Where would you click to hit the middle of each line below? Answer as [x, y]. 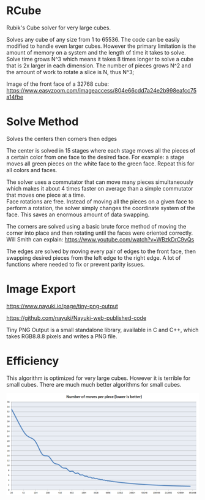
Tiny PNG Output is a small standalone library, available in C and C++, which [102, 330]
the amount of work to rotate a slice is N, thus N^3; [70, 72]
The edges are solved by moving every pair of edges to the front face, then [101, 251]
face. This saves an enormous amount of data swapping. [78, 214]
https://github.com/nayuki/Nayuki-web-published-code [76, 318]
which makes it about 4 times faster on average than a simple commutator [100, 188]
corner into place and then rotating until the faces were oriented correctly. [100, 233]
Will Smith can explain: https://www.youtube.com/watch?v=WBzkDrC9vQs [100, 239]
